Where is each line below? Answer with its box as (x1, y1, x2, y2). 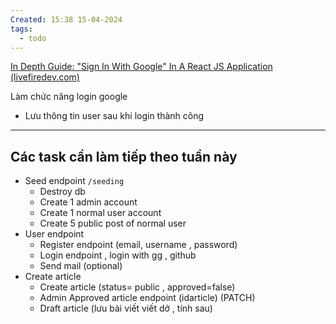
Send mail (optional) (39, 260, 123, 272)
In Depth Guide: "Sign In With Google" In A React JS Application (10, 61, 273, 73)
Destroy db (39, 186, 86, 198)
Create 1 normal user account (39, 207, 162, 219)
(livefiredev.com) (10, 71, 80, 83)
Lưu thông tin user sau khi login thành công (24, 110, 205, 122)
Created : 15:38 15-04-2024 (10, 14, 123, 25)
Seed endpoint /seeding (24, 175, 125, 187)
